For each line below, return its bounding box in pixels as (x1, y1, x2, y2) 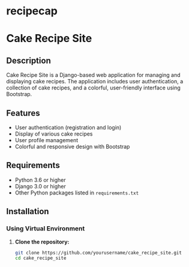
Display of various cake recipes (14, 130, 93, 137)
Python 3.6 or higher (14, 176, 66, 184)
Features (6, 108, 40, 118)
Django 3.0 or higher (14, 182, 66, 190)
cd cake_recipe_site (14, 255, 67, 262)
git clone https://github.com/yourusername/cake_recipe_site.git (14, 250, 182, 256)
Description (6, 55, 51, 65)
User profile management (14, 137, 79, 143)
